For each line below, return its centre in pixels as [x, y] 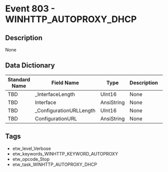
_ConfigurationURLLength [65, 110]
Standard [19, 79]
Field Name [65, 82]
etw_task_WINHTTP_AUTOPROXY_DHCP [55, 164]
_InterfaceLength [55, 94]
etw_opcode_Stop [31, 159]
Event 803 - [30, 9]
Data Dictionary [30, 65]
